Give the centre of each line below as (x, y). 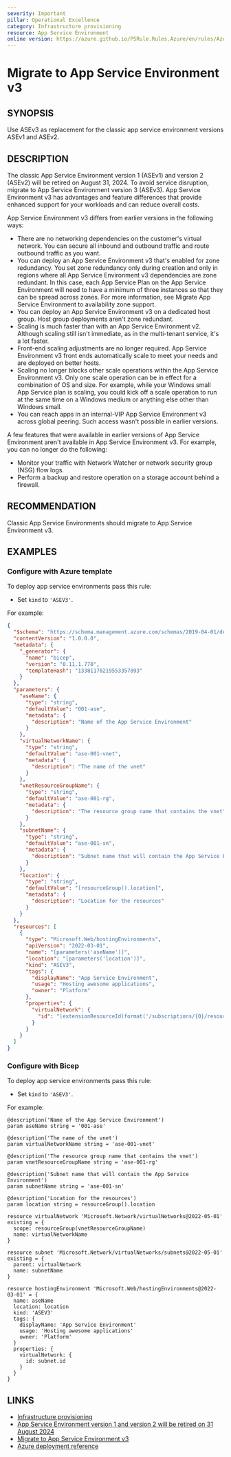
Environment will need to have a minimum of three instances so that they (120, 289)
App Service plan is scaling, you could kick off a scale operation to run (117, 392)
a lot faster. (33, 341)
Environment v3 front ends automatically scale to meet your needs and (117, 355)
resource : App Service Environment (58, 33)
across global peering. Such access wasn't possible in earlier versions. (118, 421)
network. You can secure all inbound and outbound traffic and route (113, 246)
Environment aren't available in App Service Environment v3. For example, (112, 442)
